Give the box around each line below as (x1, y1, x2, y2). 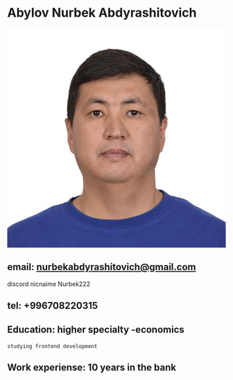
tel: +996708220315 (7, 300, 98, 312)
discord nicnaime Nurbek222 (7, 280, 91, 288)
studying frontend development (7, 342, 98, 349)
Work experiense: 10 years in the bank (7, 362, 177, 374)
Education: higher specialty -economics (7, 324, 185, 335)
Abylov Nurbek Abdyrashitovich (7, 5, 197, 21)
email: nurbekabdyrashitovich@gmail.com (7, 261, 196, 273)
